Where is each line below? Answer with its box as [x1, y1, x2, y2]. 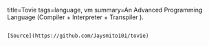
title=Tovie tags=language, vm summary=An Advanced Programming [7, 6, 203, 14]
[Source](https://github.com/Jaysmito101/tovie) [7, 32, 149, 39]
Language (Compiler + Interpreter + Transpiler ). [7, 13, 144, 21]
